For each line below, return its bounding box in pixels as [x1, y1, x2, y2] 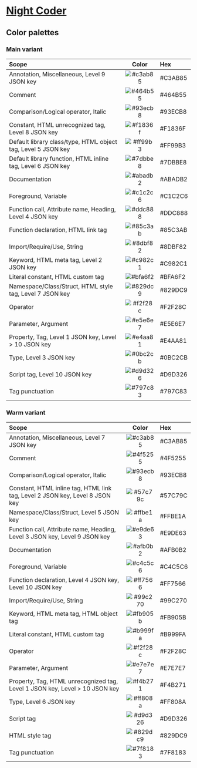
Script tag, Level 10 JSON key [9, 370, 92, 378]
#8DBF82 [159, 242, 187, 251]
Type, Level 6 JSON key [9, 698, 75, 706]
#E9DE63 [159, 529, 186, 537]
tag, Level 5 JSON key [9, 145, 70, 153]
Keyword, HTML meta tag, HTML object [9, 609, 118, 618]
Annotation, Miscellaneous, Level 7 [9, 433, 106, 442]
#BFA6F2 [159, 272, 186, 281]
